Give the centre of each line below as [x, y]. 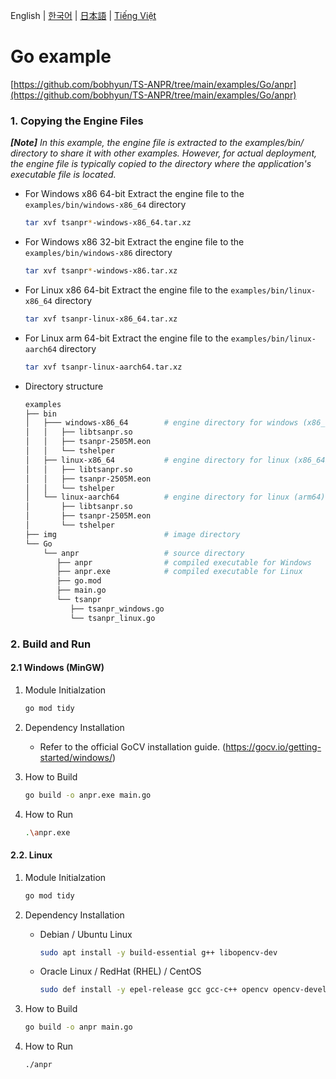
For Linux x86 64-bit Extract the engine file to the [126, 290]
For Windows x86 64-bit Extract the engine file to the [134, 194]
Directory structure [64, 386]
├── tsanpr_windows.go [117, 609]
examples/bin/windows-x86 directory [98, 253]
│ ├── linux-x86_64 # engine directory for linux [157, 460]
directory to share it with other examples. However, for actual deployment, [163, 153]
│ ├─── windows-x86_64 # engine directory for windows [161, 423]
